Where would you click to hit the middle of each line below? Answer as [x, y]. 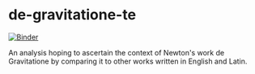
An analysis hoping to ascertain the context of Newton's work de [117, 52]
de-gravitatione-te [72, 15]
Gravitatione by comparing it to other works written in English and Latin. [128, 61]
